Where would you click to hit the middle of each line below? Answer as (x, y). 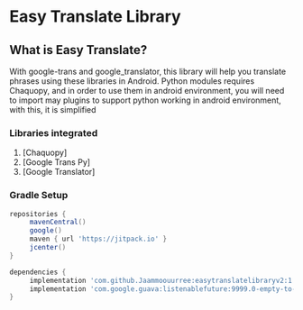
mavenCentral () (58, 223)
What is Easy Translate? (78, 50)
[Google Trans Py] (56, 162)
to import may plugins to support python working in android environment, (145, 100)
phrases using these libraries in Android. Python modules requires (132, 81)
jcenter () (48, 248)
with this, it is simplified (53, 109)
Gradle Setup (39, 196)
